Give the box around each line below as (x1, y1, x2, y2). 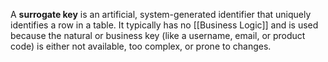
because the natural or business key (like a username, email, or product (10, 30, 306, 41)
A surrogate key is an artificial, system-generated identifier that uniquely (10, 9, 312, 20)
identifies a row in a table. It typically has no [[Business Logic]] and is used (10, 19, 319, 31)
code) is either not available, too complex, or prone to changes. (10, 40, 272, 52)
